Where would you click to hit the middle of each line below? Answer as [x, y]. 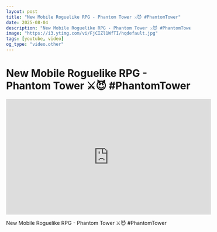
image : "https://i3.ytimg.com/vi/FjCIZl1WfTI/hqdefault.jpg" [82, 33]
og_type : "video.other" [35, 45]
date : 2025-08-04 [27, 22]
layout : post [22, 11]
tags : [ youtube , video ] [35, 39]
